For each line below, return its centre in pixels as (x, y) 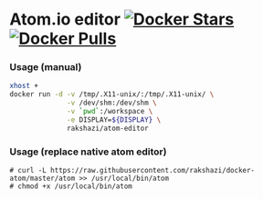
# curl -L (28, 171)
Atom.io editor (65, 20)
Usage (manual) (46, 67)
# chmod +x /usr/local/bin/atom (71, 186)
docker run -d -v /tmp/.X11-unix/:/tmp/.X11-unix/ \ (112, 95)
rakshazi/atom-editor (108, 128)
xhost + (24, 86)
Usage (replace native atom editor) (88, 152)
